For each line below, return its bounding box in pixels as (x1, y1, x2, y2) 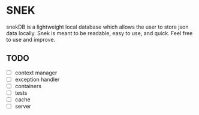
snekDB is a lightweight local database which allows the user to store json (6, 23, 189, 30)
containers (14, 82, 42, 89)
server (14, 102, 31, 110)
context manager (14, 69, 58, 76)
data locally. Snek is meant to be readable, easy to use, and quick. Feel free (6, 29, 193, 36)
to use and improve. (6, 36, 56, 43)
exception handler (14, 76, 60, 83)
